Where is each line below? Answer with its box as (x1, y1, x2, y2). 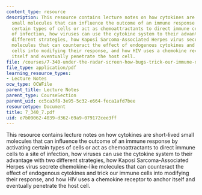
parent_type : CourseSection (6, 92, 77, 98)
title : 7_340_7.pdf (6, 109, 55, 115)
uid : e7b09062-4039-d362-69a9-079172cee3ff (6, 115, 117, 121)
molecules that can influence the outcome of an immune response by (6, 137, 179, 145)
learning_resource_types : (6, 70, 71, 76)
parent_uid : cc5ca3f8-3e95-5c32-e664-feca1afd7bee (6, 98, 136, 104)
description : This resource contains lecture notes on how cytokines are (6, 14, 195, 20)
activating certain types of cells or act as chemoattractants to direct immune (6, 144, 195, 151)
